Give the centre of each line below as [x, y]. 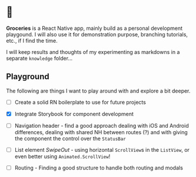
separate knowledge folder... [39, 58]
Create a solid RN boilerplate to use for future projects [80, 102]
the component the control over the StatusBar [70, 138]
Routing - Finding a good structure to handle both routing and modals [99, 168]
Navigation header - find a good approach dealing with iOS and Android [102, 125]
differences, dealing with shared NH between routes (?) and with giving [101, 132]
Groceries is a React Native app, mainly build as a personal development [94, 28]
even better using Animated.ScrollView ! [62, 156]
